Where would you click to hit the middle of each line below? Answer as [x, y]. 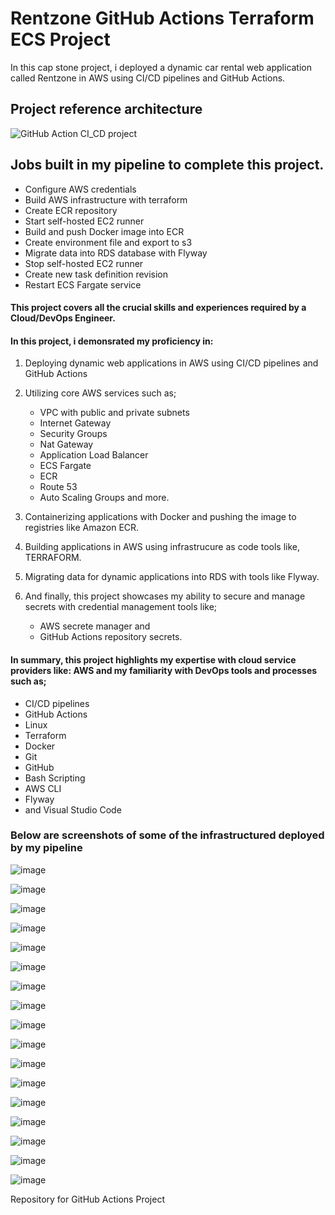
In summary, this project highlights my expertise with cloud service [153, 659]
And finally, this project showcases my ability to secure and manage [165, 596]
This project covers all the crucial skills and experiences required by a [158, 308]
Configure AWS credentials [80, 189]
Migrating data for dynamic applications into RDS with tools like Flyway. [172, 577]
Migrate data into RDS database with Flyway [116, 253]
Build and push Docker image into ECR [104, 231]
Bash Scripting [55, 778]
